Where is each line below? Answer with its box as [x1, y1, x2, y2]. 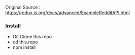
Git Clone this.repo [12, 34, 52, 40]
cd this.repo [12, 39, 38, 45]
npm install [12, 44, 36, 50]
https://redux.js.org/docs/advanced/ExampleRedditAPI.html [5, 10, 130, 16]
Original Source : [5, 5, 41, 10]
